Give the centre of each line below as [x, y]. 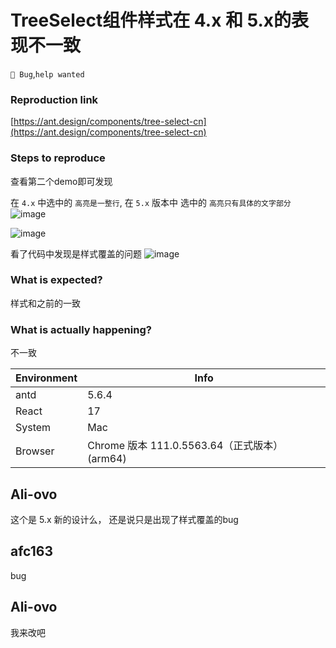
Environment [46, 378]
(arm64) [107, 459]
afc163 [31, 551]
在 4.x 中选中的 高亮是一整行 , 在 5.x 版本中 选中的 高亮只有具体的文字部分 [151, 202]
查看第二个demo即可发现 [61, 181]
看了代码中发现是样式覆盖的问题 [76, 253]
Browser [35, 451]
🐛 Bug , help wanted [47, 73]
